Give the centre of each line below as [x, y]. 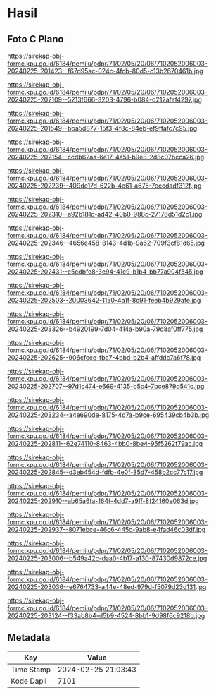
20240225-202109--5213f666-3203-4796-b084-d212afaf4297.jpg [104, 99]
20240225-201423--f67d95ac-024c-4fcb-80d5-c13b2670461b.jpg [106, 71]
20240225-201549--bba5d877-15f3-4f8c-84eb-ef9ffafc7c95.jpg [102, 128]
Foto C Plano [36, 39]
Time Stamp [31, 670]
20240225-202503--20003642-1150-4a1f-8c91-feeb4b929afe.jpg [104, 300]
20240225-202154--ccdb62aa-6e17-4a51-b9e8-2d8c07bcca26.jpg [106, 157]
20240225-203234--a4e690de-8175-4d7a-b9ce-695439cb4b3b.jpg [108, 415]
